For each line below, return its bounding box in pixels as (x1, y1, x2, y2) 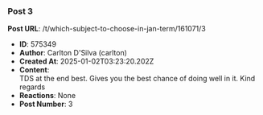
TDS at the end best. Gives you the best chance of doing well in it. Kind (18, 74, 256, 84)
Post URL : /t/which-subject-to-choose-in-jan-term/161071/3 (7, 24, 206, 34)
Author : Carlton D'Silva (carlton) (18, 48, 128, 58)
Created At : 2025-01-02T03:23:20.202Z (18, 56, 154, 66)
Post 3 (7, 6, 34, 17)
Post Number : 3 (18, 99, 73, 109)
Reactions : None (18, 91, 76, 101)
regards (18, 82, 46, 92)
